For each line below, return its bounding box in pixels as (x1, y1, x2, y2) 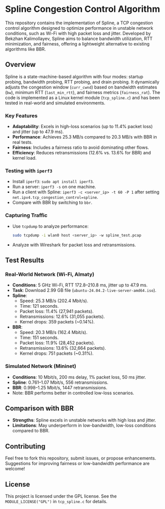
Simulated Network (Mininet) (5, 363, 77, 370)
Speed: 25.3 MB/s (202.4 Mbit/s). (19, 298, 88, 304)
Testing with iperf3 (5, 167, 53, 174)
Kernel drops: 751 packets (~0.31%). (19, 350, 94, 357)
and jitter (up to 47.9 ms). (12, 129, 64, 135)
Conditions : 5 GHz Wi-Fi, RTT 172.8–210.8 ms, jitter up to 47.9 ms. (12, 282, 148, 288)
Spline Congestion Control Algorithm (5, 3, 160, 15)
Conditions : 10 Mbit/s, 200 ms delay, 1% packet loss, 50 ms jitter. (12, 374, 146, 380)
